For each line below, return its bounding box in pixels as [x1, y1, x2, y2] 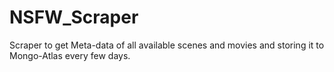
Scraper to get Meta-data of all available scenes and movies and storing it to [9, 39, 325, 51]
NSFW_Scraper [9, 6, 139, 29]
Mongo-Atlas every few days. [9, 49, 131, 61]
